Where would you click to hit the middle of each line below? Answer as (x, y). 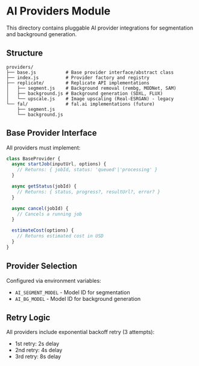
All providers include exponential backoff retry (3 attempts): (81, 332)
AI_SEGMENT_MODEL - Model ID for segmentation (72, 292)
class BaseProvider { (33, 159)
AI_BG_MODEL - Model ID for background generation (78, 298)
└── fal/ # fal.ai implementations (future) (81, 104)
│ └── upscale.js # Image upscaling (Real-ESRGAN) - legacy (90, 99)
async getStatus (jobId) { (44, 186)
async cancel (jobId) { (40, 208)
